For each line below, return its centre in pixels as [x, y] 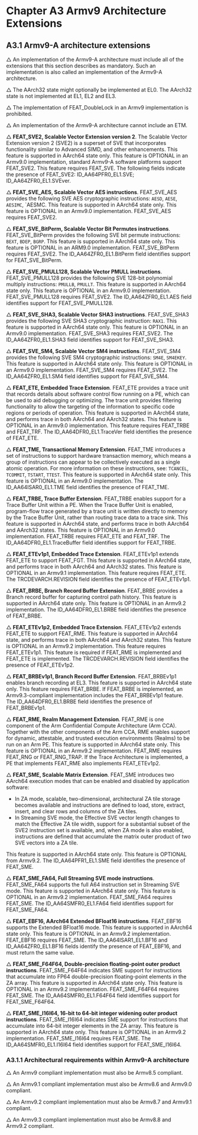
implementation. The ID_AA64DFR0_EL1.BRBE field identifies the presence [96, 609]
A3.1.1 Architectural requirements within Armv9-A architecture [98, 1060]
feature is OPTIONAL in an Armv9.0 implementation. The [75, 481]
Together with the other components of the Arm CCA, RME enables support [98, 732]
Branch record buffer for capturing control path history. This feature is [91, 597]
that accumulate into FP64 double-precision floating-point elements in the [96, 976]
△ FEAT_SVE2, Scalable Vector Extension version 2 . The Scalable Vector [97, 137]
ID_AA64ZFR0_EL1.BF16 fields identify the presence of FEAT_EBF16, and [94, 946]
